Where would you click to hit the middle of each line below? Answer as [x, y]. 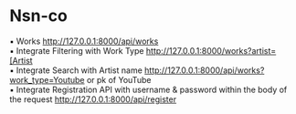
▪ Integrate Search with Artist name [76, 70]
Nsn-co [39, 16]
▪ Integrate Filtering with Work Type [77, 50]
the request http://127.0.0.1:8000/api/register [93, 99]
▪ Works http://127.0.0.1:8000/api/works [84, 41]
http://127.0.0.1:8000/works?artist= [211, 50]
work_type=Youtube [47, 79]
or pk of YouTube [119, 79]
